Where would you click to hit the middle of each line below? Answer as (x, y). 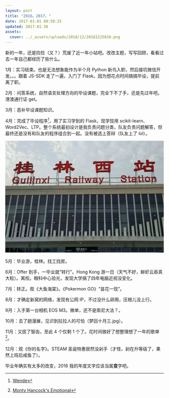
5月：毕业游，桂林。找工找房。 (37, 261)
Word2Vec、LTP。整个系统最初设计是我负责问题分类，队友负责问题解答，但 (84, 127)
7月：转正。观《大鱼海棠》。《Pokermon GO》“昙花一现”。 (65, 289)
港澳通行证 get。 (23, 99)
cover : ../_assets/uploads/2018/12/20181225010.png (65, 37)
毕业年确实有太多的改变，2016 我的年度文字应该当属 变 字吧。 (68, 366)
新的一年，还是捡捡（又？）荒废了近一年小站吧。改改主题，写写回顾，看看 (82, 53)
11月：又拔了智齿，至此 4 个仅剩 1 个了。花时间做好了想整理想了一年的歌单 (82, 331)
